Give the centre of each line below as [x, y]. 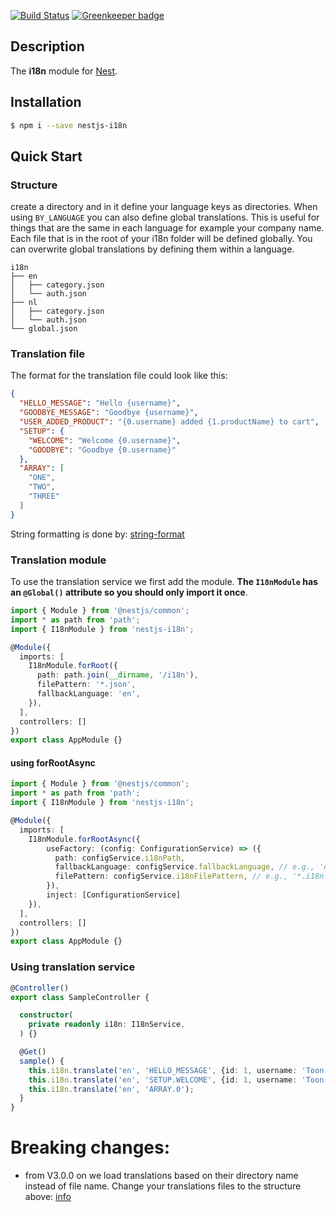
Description [47, 46]
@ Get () [33, 1052]
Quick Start [46, 156]
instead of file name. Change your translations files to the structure [163, 1186]
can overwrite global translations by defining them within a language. [152, 249]
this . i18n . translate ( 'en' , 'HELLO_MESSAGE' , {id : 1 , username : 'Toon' [178, 1070]
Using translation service [73, 967]
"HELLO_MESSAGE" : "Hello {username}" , [100, 403]
